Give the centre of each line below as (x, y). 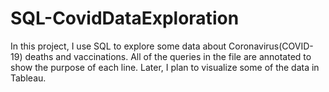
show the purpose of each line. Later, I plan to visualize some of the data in (165, 67)
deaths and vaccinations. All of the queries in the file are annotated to (168, 56)
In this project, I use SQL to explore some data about (118, 46)
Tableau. (28, 78)
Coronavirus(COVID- (271, 46)
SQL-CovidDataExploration (125, 18)
